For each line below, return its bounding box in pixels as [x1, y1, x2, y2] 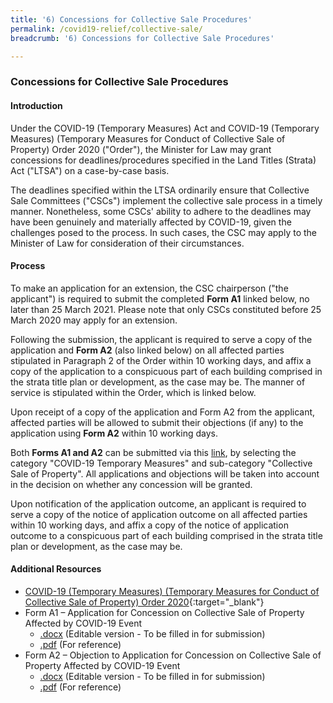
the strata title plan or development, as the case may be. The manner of [10, 376, 306, 388]
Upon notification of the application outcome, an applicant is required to [10, 497, 307, 510]
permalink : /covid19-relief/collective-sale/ [10, 24, 203, 34]
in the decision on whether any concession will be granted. [10, 478, 253, 490]
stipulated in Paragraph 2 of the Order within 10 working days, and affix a [10, 354, 312, 366]
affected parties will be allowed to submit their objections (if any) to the [10, 416, 304, 428]
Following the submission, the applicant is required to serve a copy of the [10, 333, 313, 345]
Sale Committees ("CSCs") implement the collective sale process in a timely [10, 194, 323, 206]
